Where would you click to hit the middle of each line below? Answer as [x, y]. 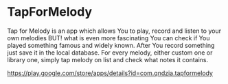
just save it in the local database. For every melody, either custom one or [110, 53]
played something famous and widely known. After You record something [111, 45]
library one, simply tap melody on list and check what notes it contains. [108, 59]
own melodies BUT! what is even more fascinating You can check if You [109, 38]
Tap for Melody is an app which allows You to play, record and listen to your [114, 31]
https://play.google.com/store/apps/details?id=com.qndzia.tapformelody [110, 73]
